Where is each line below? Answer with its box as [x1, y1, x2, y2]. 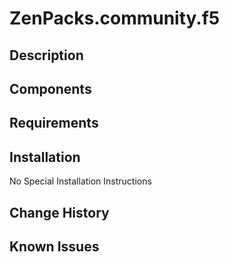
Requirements [9, 115, 99, 132]
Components [9, 80, 92, 97]
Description [9, 47, 84, 64]
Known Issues [9, 238, 100, 255]
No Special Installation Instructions [9, 175, 152, 187]
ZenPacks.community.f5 [9, 7, 221, 30]
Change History [9, 204, 110, 221]
